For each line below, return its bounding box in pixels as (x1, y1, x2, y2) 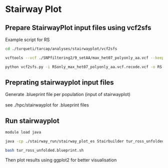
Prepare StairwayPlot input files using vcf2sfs (5, 23, 151, 32)
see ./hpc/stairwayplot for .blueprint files (5, 102, 89, 108)
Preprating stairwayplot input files (5, 78, 114, 87)
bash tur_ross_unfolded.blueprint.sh (5, 148, 84, 153)
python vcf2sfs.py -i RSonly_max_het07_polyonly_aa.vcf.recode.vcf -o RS (5, 64, 162, 69)
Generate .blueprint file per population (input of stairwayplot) (5, 91, 131, 97)
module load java (5, 130, 41, 135)
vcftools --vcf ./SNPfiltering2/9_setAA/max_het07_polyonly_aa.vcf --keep (5, 55, 164, 60)
